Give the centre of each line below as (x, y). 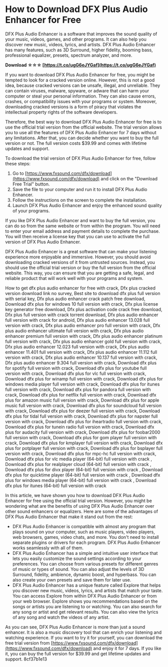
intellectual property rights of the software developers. (61, 112)
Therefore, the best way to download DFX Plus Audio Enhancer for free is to (83, 122)
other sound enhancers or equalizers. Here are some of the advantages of (82, 511)
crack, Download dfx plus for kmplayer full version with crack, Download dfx (84, 443)
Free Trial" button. (31, 184)
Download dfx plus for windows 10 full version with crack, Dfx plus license (82, 304)
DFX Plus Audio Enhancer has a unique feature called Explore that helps (86, 585)
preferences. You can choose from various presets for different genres (85, 563)
